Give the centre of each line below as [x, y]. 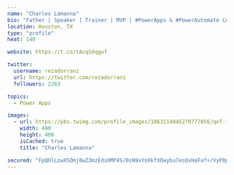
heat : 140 [22, 40]
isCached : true [42, 141]
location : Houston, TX [40, 26]
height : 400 [37, 135]
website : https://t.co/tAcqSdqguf [57, 52]
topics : [18, 97]
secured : [20, 160]
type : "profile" [31, 33]
